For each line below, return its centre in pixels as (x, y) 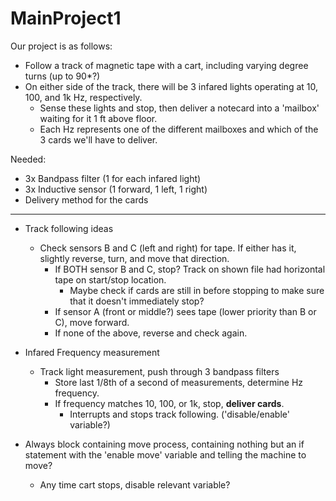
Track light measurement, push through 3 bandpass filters (159, 371)
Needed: (28, 159)
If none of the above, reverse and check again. (151, 333)
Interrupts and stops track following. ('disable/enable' (179, 414)
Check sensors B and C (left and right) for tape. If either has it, (168, 248)
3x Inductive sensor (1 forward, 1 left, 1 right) (116, 189)
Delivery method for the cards (86, 199)
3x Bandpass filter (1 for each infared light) (113, 178)
